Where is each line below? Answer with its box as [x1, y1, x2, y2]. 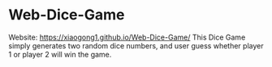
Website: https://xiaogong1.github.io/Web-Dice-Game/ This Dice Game [8, 32, 246, 42]
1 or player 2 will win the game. [8, 49, 112, 59]
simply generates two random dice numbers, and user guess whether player [8, 40, 264, 50]
